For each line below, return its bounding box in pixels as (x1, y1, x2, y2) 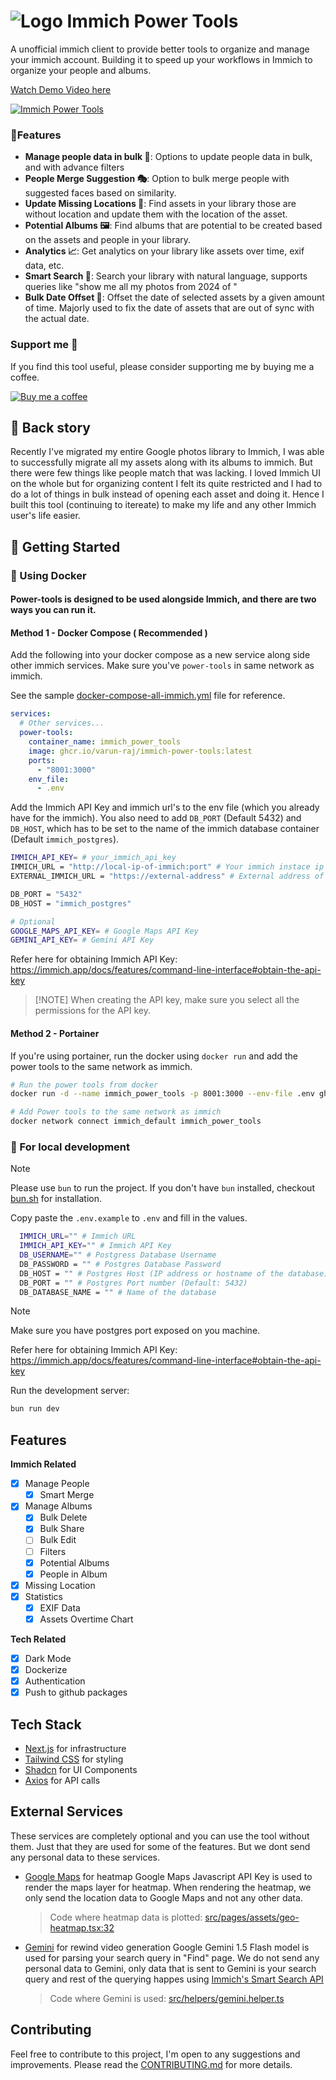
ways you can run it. (10, 604, 97, 616)
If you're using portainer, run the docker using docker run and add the (10, 1050, 298, 1062)
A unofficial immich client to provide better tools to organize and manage (10, 43, 310, 55)
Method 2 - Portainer (10, 1027, 100, 1039)
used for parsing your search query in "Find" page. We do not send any (24, 1951, 320, 1964)
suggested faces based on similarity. (24, 187, 177, 199)
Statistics (24, 1590, 63, 1602)
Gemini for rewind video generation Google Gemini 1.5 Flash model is (24, 1941, 310, 1953)
